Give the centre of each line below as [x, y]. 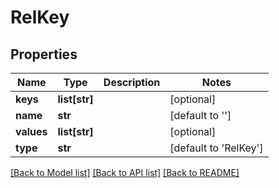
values [31, 131]
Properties [44, 54]
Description [132, 82]
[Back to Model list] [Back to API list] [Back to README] [125, 172]
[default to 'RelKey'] [216, 148]
